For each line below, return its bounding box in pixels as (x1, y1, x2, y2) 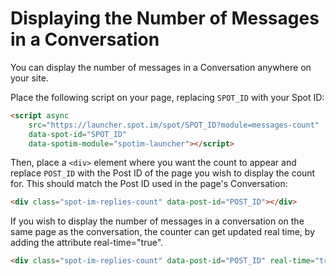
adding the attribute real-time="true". (10, 237, 164, 249)
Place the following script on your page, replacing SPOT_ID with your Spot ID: (10, 91, 325, 103)
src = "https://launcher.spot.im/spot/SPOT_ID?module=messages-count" (28, 120, 320, 130)
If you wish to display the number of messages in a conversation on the (10, 215, 305, 227)
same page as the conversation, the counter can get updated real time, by (10, 226, 316, 238)
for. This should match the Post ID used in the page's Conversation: (10, 178, 288, 190)
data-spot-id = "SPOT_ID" (28, 129, 128, 139)
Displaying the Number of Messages (10, 7, 320, 30)
